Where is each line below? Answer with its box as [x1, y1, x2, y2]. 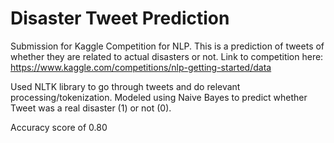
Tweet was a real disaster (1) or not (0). [10, 102, 172, 114]
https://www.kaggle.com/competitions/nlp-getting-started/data [10, 61, 272, 73]
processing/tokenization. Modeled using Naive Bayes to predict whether [10, 91, 308, 103]
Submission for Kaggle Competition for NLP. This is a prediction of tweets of [10, 40, 325, 52]
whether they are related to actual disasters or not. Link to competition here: [10, 50, 324, 62]
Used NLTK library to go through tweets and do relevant [10, 80, 241, 92]
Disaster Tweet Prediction [10, 7, 230, 30]
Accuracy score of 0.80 [10, 121, 108, 133]
